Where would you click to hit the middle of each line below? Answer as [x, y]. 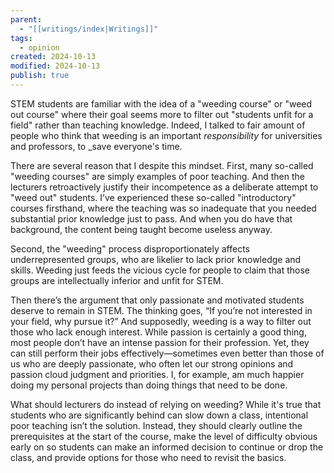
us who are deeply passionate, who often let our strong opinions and [152, 363]
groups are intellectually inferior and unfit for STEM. [117, 280]
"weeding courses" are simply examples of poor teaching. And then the [157, 176]
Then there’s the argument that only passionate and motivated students [157, 300]
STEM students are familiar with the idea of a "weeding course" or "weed [161, 103]
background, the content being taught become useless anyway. [141, 229]
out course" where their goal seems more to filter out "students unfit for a [162, 114]
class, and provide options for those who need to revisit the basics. [148, 457]
